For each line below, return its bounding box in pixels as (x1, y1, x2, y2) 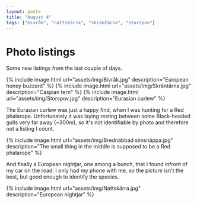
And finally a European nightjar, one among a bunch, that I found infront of (6, 161, 188, 168)
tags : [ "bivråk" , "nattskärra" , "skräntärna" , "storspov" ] (6, 20, 155, 25)
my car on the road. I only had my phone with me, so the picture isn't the (6, 167, 184, 174)
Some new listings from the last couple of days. (6, 64, 123, 72)
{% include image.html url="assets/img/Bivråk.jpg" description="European (6, 76, 189, 83)
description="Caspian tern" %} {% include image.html (6, 89, 139, 96)
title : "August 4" (6, 14, 52, 20)
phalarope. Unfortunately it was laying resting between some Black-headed (6, 113, 191, 120)
